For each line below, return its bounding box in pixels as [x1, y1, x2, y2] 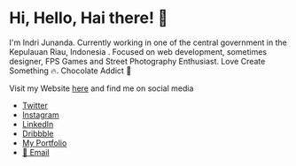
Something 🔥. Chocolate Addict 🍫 [9, 65, 132, 76]
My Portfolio [21, 137, 67, 148]
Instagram [21, 109, 59, 120]
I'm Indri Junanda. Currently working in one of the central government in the [9, 37, 288, 48]
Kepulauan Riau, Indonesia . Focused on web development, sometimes [9, 46, 268, 57]
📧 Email [21, 147, 51, 157]
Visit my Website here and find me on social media [9, 83, 194, 94]
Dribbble [21, 128, 54, 139]
